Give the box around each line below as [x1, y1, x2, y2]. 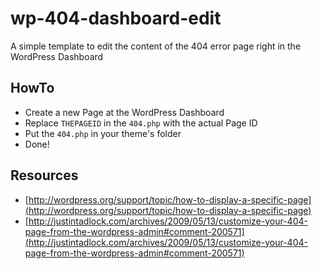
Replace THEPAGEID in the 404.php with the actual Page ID [24, 117, 258, 129]
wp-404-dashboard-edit [10, 7, 222, 30]
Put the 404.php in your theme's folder [24, 127, 182, 139]
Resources [10, 167, 79, 184]
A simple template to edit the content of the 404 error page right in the [10, 40, 302, 52]
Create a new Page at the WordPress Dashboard [24, 106, 225, 118]
